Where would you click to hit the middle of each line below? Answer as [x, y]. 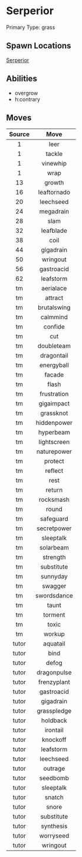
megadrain [54, 212]
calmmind [54, 317]
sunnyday [54, 576]
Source [19, 134]
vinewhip [54, 164]
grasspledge [54, 711]
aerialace [54, 288]
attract [54, 298]
